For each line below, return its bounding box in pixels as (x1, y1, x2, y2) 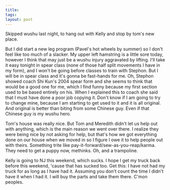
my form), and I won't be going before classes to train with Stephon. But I (5, 68, 158, 74)
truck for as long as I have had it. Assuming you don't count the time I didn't (5, 168, 164, 174)
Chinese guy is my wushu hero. (5, 111, 71, 117)
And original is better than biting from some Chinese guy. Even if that (5, 105, 150, 112)
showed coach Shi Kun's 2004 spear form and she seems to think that (5, 78, 153, 84)
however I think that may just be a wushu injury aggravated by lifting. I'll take (5, 57, 165, 63)
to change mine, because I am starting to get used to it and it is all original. (5, 100, 161, 106)
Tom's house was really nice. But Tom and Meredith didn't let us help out (5, 120, 158, 127)
